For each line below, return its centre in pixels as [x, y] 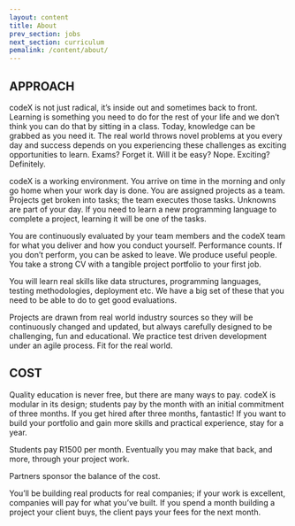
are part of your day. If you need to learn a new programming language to [143, 209]
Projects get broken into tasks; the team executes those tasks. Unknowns [143, 199]
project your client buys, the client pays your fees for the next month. [135, 512]
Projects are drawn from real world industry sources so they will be [131, 317]
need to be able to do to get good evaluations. [93, 300]
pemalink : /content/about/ [59, 50]
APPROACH [42, 86]
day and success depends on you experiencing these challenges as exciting [148, 145]
